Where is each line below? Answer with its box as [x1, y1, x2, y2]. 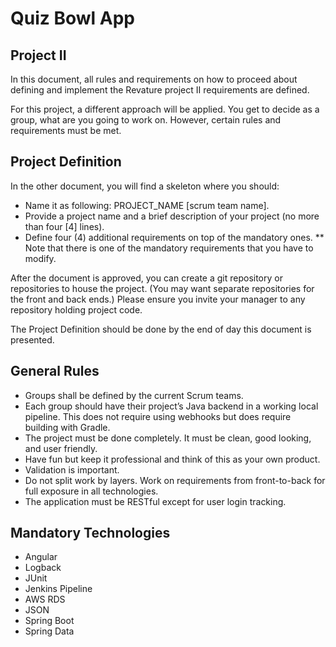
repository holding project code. [10, 303, 143, 316]
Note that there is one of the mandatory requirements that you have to [24, 242, 314, 254]
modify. [24, 252, 57, 264]
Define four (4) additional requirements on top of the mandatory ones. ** [24, 231, 325, 243]
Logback [24, 562, 62, 574]
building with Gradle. [24, 421, 111, 433]
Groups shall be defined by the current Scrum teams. [24, 389, 244, 401]
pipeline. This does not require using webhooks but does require [24, 410, 292, 422]
